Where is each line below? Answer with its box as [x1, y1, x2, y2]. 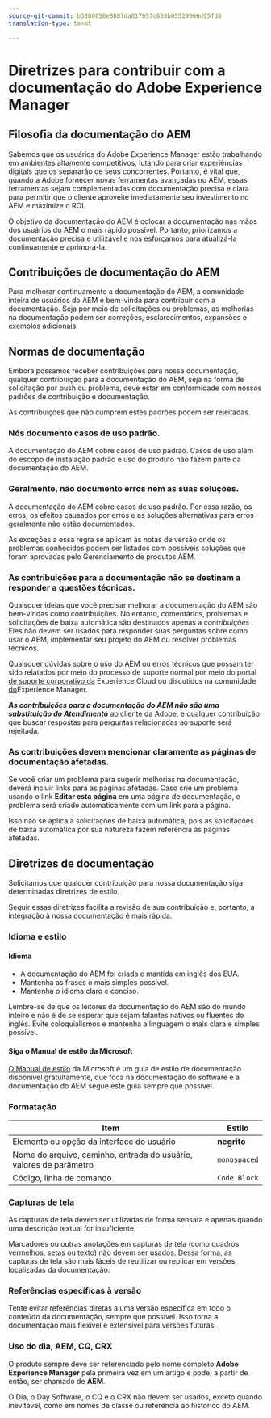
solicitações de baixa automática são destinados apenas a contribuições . [8, 617, 254, 627]
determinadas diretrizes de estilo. [8, 886, 119, 897]
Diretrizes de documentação [8, 856, 155, 870]
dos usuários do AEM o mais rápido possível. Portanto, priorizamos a [8, 225, 238, 234]
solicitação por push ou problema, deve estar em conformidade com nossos [8, 383, 262, 393]
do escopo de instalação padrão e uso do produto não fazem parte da [8, 454, 242, 465]
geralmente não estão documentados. [8, 519, 135, 528]
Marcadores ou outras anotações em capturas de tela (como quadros [8, 1239, 240, 1249]
